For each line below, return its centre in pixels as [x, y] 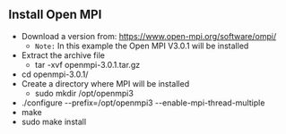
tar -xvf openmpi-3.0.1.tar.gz [87, 64]
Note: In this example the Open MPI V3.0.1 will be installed [142, 46]
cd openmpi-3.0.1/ [55, 74]
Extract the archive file [63, 55]
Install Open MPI [55, 15]
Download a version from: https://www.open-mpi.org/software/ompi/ [149, 36]
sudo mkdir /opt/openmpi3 [84, 93]
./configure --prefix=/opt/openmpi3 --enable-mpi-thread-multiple [143, 103]
